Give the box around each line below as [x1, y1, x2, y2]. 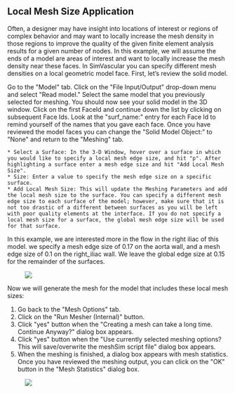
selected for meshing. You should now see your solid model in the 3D [7, 98, 208, 106]
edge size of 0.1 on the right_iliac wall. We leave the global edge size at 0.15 [7, 250, 225, 258]
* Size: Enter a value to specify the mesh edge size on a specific [7, 173, 212, 180]
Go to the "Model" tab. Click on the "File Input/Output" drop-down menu [7, 82, 216, 91]
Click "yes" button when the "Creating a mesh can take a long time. [17, 320, 213, 328]
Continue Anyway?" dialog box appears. [17, 327, 134, 336]
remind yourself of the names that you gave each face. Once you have [7, 120, 211, 129]
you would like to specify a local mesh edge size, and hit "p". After [7, 155, 221, 162]
